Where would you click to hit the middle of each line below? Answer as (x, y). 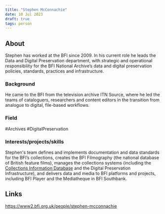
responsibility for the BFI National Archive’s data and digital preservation (79, 66)
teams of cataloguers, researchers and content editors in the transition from (82, 100)
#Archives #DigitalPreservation (37, 128)
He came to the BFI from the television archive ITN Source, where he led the (82, 95)
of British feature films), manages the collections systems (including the (78, 163)
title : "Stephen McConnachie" (36, 10)
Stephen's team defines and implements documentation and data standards (82, 152)
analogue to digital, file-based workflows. (47, 105)
